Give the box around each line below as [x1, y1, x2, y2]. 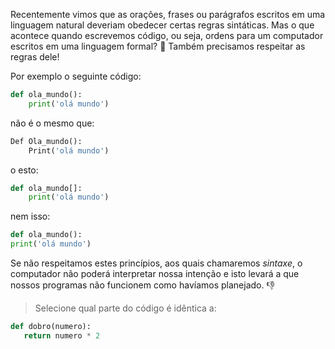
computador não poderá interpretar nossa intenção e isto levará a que [10, 268, 300, 279]
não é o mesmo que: [10, 117, 95, 129]
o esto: [10, 164, 39, 176]
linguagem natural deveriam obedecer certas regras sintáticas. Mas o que [10, 19, 315, 31]
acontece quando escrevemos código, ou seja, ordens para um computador [10, 30, 324, 41]
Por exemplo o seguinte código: [10, 70, 142, 82]
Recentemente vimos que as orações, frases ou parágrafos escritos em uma [10, 9, 326, 20]
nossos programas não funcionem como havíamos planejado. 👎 [10, 279, 275, 291]
